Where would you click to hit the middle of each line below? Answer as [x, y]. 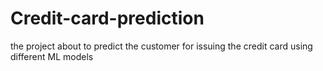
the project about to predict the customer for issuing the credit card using [161, 46]
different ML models [52, 56]
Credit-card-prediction [107, 18]
